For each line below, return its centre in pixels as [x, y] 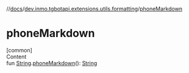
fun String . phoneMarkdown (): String [52, 63]
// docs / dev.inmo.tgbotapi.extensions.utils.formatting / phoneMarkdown [94, 9]
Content [16, 57]
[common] [19, 50]
